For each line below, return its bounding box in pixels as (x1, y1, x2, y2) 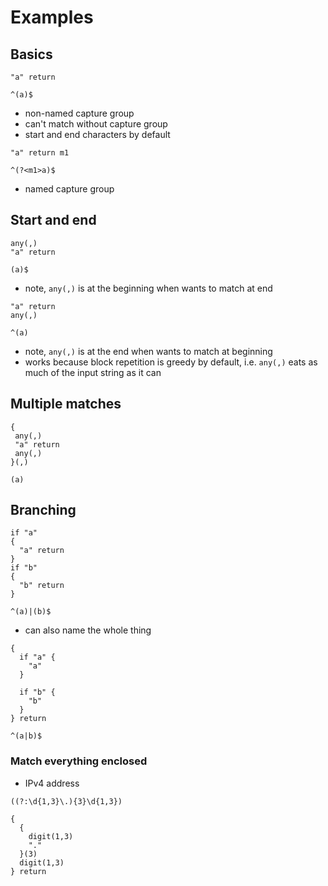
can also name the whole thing (24, 624, 152, 636)
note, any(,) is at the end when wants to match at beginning (24, 345, 273, 357)
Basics (10, 46, 53, 63)
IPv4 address (24, 777, 80, 789)
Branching (10, 502, 77, 519)
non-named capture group (24, 107, 135, 119)
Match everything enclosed (10, 754, 148, 768)
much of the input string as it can (24, 366, 162, 378)
